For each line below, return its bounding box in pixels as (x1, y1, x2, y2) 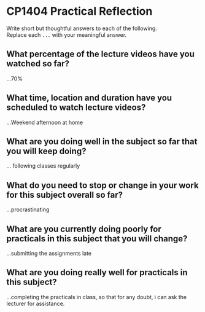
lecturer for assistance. (6, 300, 65, 307)
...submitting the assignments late (6, 250, 92, 257)
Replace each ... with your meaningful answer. (6, 31, 127, 38)
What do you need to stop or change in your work (6, 180, 199, 190)
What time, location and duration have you (6, 93, 172, 103)
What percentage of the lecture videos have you (6, 49, 195, 60)
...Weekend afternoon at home (6, 119, 83, 126)
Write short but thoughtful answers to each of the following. (6, 25, 158, 32)
